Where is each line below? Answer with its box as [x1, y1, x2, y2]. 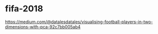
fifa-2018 [5, 3, 44, 14]
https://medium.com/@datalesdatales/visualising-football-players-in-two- [5, 19, 153, 25]
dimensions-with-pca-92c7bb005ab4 [5, 24, 81, 29]
